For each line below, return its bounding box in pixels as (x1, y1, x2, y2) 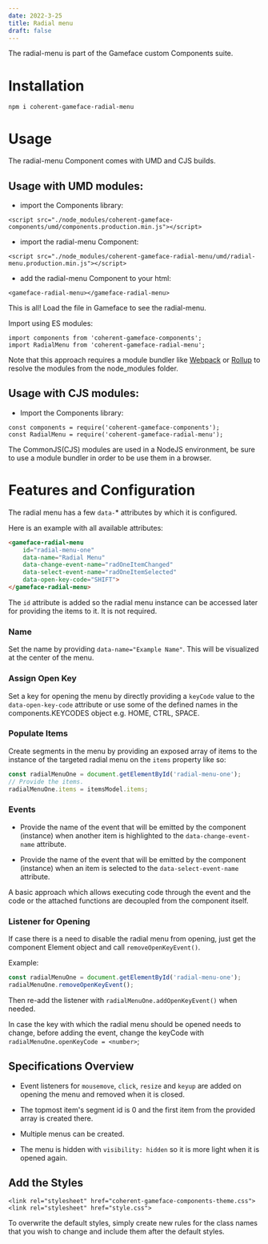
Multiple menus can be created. (19, 1129, 125, 1138)
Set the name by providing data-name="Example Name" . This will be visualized (8, 644, 259, 654)
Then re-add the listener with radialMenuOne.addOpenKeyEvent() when (8, 995, 238, 1005)
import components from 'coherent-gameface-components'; (8, 334, 202, 343)
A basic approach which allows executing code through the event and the (8, 887, 251, 897)
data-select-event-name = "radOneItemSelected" (22, 568, 178, 576)
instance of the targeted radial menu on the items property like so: (8, 754, 226, 764)
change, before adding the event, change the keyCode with (8, 1028, 204, 1037)
